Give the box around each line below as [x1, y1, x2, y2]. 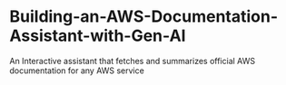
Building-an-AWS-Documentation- [9, 6, 279, 27]
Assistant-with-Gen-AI [9, 25, 186, 46]
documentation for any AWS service [9, 65, 145, 76]
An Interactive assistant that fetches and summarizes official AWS [9, 55, 256, 66]
